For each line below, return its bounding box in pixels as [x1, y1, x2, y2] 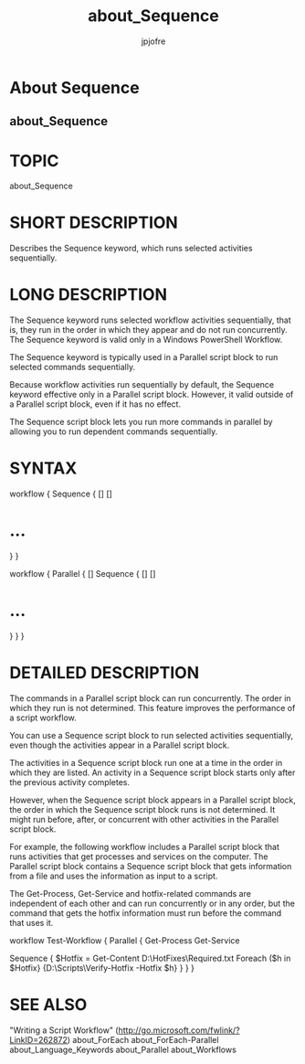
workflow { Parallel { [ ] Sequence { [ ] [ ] [9, 569, 156, 580]
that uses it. [9, 917, 54, 928]
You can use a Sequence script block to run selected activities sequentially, [9, 729, 294, 740]
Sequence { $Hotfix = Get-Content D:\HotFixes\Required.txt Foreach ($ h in [9, 952, 291, 963]
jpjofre [141, 36, 166, 47]
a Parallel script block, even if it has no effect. [9, 399, 181, 410]
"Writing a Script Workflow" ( [9, 1025, 119, 1036]
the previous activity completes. [9, 776, 131, 787]
